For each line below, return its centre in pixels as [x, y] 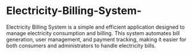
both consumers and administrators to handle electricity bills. [81, 46]
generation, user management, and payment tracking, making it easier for [96, 39]
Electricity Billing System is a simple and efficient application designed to [96, 27]
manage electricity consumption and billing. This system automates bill [93, 33]
